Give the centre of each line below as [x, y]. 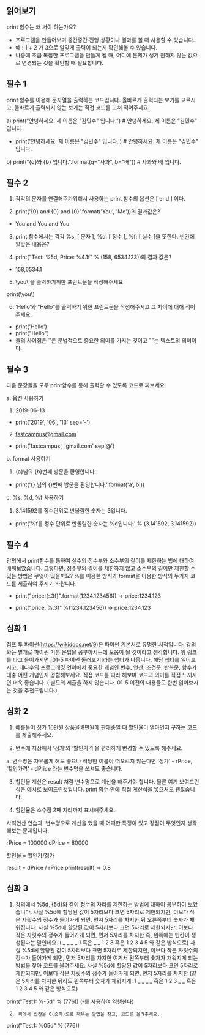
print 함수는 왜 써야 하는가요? [41, 27]
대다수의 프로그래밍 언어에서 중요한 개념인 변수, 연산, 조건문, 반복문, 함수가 [108, 667]
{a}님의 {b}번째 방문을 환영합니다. [56, 472]
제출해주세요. [37, 735]
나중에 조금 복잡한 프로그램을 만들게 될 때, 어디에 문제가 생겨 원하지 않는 [101, 55]
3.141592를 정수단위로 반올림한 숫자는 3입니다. [71, 511]
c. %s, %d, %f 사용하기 [35, 498]
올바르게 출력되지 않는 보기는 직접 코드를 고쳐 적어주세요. [82, 107]
